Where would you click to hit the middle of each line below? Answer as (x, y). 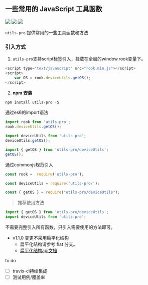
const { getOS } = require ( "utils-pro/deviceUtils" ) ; (63, 192)
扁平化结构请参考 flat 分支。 (49, 244)
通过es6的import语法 (27, 112)
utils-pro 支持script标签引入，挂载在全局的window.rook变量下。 (79, 59)
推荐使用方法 (31, 203)
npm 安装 (22, 93)
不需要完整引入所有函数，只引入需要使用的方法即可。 (60, 227)
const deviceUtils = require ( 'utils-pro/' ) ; (52, 183)
